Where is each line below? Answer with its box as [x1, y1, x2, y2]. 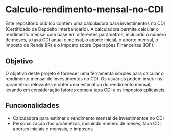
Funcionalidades [5, 101, 60, 110]
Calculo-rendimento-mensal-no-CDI [5, 4, 164, 15]
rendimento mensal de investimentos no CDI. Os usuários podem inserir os [5, 75, 163, 82]
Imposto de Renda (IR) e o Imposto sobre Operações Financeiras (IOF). [5, 42, 155, 48]
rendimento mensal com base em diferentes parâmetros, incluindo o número [5, 31, 166, 37]
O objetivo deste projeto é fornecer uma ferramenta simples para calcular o [5, 70, 164, 76]
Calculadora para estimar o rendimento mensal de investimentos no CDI [12, 115, 164, 121]
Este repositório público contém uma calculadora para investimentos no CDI [5, 20, 165, 26]
